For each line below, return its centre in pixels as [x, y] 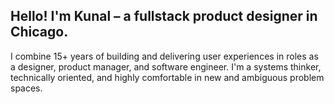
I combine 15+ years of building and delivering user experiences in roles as [164, 56]
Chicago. [39, 32]
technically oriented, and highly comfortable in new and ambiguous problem [167, 77]
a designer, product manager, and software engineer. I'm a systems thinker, [166, 66]
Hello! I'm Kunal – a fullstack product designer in [164, 16]
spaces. [26, 88]
